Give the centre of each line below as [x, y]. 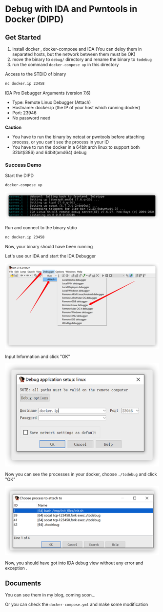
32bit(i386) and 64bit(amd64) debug [49, 152]
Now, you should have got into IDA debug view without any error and [74, 563]
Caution [13, 127]
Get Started [23, 37]
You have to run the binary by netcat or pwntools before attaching [78, 137]
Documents [23, 583]
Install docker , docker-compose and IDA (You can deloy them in [77, 49]
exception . [16, 568]
